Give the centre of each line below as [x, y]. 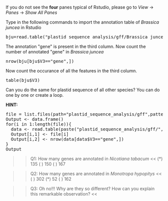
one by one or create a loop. [35, 95]
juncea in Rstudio [23, 27]
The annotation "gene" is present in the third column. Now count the [76, 46]
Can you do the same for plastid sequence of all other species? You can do [83, 90]
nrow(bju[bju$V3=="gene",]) [40, 61]
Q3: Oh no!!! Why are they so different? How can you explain [92, 189]
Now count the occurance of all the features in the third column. [72, 71]
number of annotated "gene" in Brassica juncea [55, 52]
